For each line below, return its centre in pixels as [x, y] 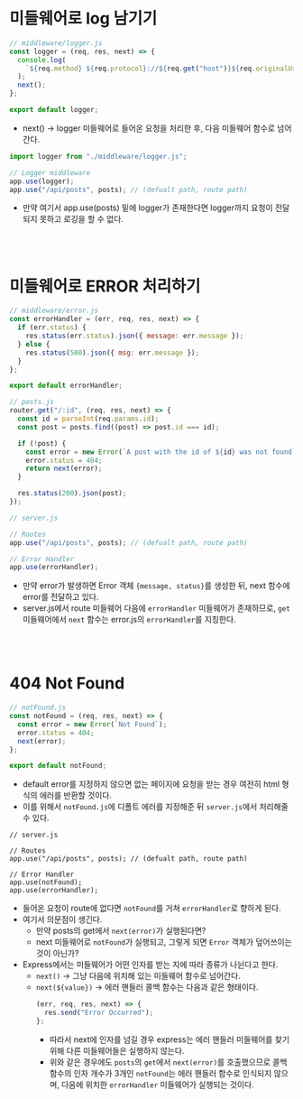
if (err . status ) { [52, 328]
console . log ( [42, 60]
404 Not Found [67, 683]
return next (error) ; [64, 469]
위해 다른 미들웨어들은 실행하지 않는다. [117, 1050]
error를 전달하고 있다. [60, 597]
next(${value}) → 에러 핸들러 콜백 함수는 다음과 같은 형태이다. [147, 987]
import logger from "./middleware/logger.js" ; [98, 156]
